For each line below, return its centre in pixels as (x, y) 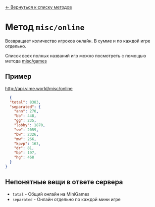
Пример (18, 77)
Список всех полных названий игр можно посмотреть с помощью (76, 55)
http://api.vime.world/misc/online (39, 88)
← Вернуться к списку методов (39, 7)
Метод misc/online (45, 27)
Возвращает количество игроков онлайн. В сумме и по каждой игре (78, 41)
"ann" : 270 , (26, 111)
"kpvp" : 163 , (27, 144)
